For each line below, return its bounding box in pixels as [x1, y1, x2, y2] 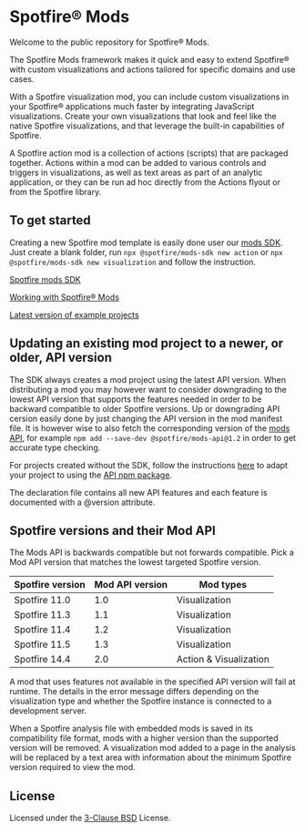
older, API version [9, 350, 112, 365]
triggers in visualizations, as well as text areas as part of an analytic [9, 167, 263, 178]
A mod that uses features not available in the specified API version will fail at [9, 676, 296, 687]
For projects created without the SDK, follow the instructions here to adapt [9, 459, 289, 470]
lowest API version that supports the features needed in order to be [9, 394, 262, 405]
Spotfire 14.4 [14, 653, 71, 666]
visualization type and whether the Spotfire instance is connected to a [9, 695, 272, 707]
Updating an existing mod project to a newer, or [9, 335, 284, 352]
